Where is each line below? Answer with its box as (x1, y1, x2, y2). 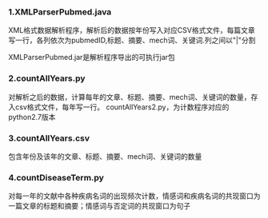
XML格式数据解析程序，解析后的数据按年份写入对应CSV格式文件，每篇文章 (8, 26, 255, 35)
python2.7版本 (8, 112, 56, 121)
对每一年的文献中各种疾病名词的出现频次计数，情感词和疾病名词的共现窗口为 (8, 191, 261, 201)
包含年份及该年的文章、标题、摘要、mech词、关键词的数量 (8, 151, 202, 161)
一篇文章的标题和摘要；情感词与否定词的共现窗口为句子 (8, 201, 190, 211)
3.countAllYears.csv (8, 133, 90, 144)
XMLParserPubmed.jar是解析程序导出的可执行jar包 (8, 53, 176, 62)
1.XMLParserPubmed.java (8, 6, 112, 18)
